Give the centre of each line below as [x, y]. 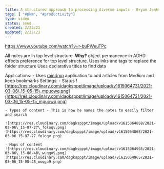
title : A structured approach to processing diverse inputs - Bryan [76, 10]
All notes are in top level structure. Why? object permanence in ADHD [75, 56]
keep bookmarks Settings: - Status [40, 81]
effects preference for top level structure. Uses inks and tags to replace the [81, 61]
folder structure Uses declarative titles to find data [56, 66]
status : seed [18, 23]
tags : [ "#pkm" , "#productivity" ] [40, 14]
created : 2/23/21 [23, 28]
